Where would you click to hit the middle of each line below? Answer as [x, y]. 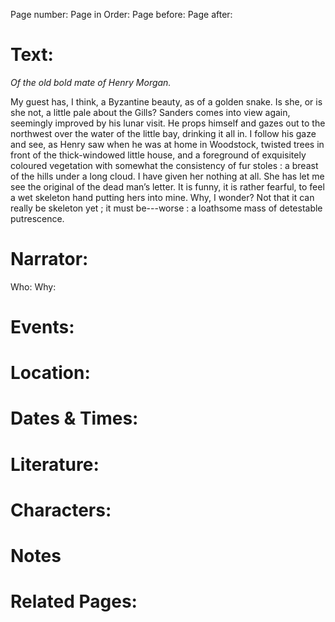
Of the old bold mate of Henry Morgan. [91, 82]
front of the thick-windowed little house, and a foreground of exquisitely [158, 155]
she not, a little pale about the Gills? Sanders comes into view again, [150, 112]
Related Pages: [74, 601]
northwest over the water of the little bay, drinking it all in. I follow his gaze [163, 133]
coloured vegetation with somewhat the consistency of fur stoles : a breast [164, 165]
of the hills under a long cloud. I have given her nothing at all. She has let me [167, 176]
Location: [50, 373]
